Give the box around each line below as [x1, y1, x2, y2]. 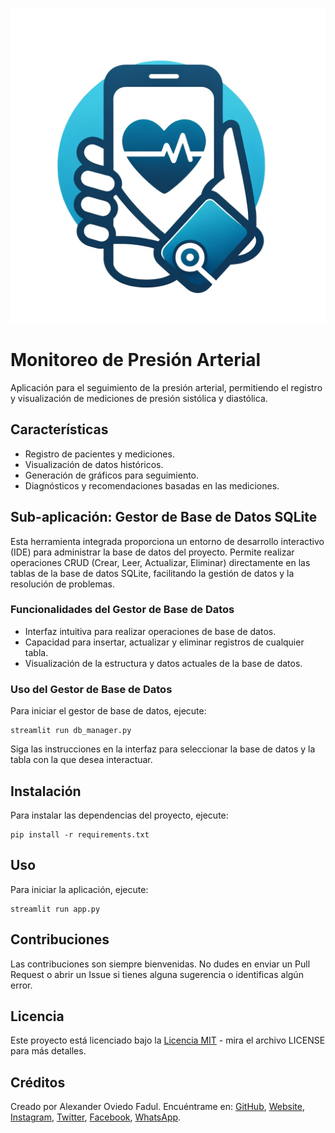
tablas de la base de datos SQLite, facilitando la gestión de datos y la [10, 567, 295, 579]
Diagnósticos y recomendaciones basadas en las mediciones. [24, 479, 280, 492]
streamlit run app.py [10, 904, 101, 914]
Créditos [10, 1074, 66, 1091]
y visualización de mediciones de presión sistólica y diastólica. [10, 392, 268, 404]
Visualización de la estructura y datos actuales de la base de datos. [24, 657, 303, 669]
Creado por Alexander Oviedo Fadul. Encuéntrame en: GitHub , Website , [10, 1101, 305, 1113]
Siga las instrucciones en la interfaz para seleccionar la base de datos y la [10, 743, 316, 755]
